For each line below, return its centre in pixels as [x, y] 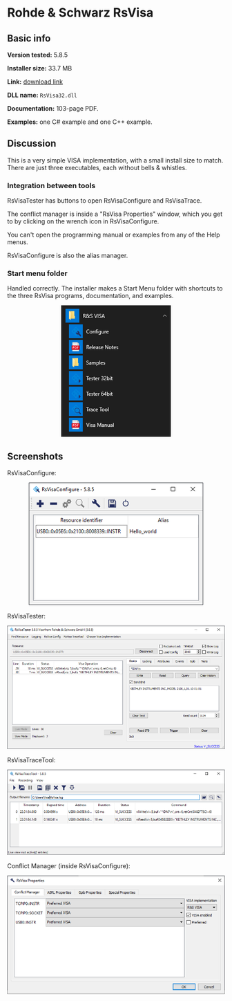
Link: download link [35, 82]
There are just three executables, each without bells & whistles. [97, 167]
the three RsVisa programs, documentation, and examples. [90, 296]
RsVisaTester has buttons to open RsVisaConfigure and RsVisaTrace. [105, 201]
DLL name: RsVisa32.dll [42, 95]
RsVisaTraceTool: [31, 760]
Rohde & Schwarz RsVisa [80, 13]
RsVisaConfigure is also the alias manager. [68, 256]
